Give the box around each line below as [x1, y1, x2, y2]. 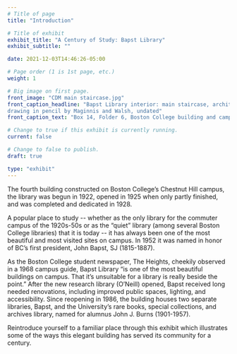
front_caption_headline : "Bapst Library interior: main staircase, [7, 100, 210, 108]
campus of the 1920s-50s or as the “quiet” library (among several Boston [7, 220, 220, 230]
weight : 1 [7, 75, 37, 82]
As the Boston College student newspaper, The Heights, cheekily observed [7, 257, 226, 266]
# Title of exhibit [7, 30, 65, 37]
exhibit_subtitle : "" [7, 43, 71, 50]
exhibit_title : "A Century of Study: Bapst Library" [7, 36, 166, 43]
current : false [7, 134, 52, 141]
